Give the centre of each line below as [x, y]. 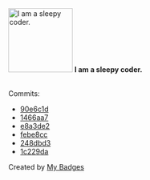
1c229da [34, 152]
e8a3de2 [35, 126]
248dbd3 [35, 143]
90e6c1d [34, 109]
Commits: [24, 94]
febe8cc [34, 134]
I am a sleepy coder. [108, 70]
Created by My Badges [46, 167]
